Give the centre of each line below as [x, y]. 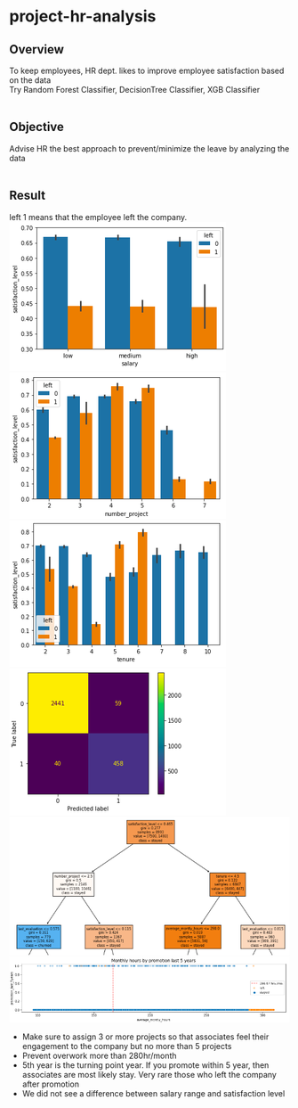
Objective [37, 127]
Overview [37, 49]
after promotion [51, 1084]
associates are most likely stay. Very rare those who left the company [149, 1075]
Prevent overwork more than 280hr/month [99, 1056]
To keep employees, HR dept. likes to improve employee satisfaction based [147, 70]
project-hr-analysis [83, 16]
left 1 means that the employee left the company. [98, 217]
